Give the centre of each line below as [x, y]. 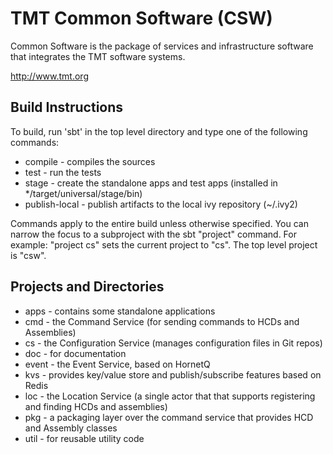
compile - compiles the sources [90, 161]
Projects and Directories [87, 287]
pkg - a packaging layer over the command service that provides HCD [169, 417]
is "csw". [28, 255]
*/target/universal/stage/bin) [83, 193]
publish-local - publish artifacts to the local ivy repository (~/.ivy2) [161, 204]
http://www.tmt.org [49, 76]
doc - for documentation [75, 353]
